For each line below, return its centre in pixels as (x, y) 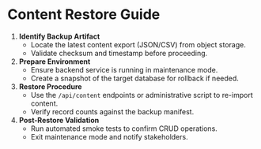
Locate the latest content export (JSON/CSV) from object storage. (138, 44)
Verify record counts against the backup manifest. (112, 111)
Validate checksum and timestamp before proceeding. (119, 53)
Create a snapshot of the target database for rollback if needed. (134, 78)
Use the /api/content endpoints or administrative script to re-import (142, 95)
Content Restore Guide (84, 15)
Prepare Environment (55, 61)
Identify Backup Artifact (59, 36)
